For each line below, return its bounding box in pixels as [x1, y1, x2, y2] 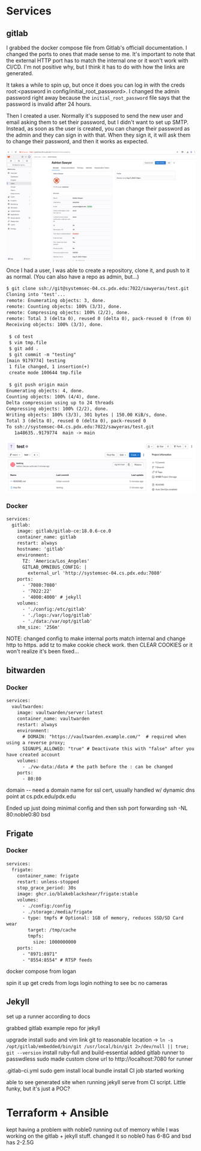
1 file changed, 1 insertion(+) [8, 363, 90, 369]
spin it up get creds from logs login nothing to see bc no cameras [6, 979, 168, 986]
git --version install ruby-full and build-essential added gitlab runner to [6, 1049, 185, 1056]
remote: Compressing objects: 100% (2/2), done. [6, 309, 130, 315]
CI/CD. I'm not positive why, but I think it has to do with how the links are [6, 63, 185, 70]
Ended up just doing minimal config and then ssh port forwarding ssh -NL [6, 804, 188, 812]
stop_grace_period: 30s [17, 884, 77, 891]
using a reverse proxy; [6, 740, 66, 746]
